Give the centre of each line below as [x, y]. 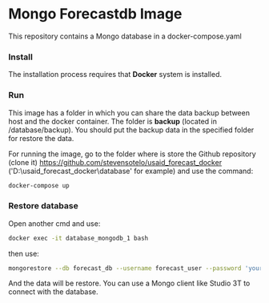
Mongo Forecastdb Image [95, 14]
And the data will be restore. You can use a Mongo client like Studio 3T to [129, 283]
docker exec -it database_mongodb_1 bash [78, 238]
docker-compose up [39, 185]
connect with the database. [53, 292]
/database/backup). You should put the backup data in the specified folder [131, 130]
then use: [24, 253]
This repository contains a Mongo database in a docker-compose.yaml [125, 36]
